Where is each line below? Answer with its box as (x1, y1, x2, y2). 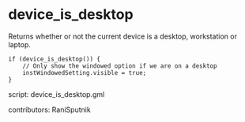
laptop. (8, 39, 32, 49)
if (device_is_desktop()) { (8, 55, 101, 63)
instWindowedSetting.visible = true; (22, 68, 147, 76)
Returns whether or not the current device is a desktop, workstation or (8, 31, 237, 41)
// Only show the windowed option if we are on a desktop (22, 61, 217, 70)
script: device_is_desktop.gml (8, 89, 105, 99)
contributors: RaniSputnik (8, 105, 91, 114)
